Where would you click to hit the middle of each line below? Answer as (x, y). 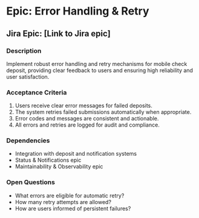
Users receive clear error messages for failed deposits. (83, 106)
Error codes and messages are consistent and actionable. (87, 119)
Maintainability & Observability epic (59, 167)
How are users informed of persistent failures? (73, 208)
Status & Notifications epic (48, 160)
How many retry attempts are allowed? (63, 202)
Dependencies (28, 140)
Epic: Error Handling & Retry (78, 11)
